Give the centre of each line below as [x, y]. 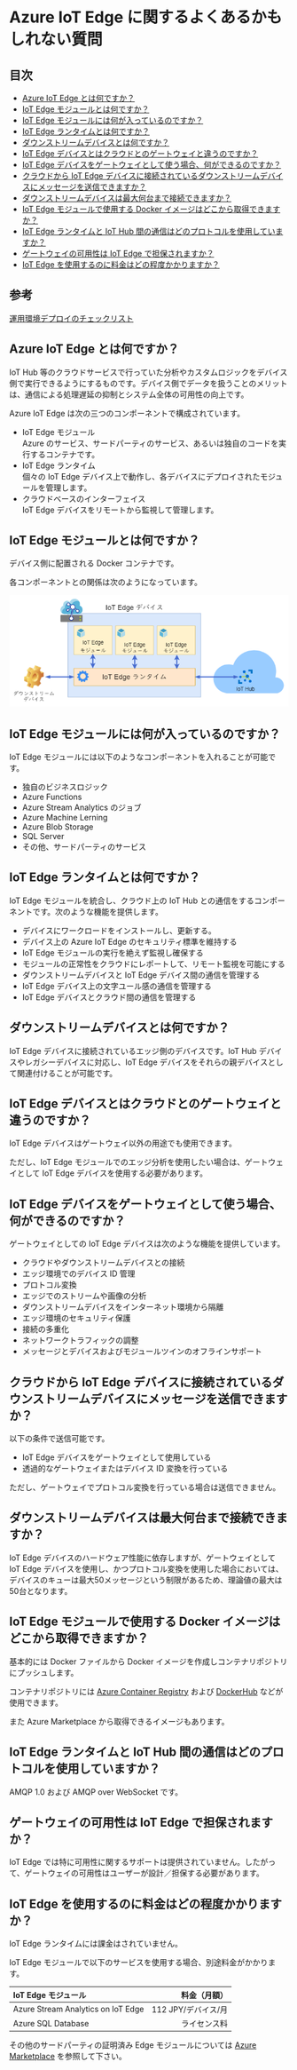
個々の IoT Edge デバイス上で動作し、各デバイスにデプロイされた [141, 476]
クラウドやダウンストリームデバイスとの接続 [103, 1263]
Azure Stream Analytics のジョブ [82, 807]
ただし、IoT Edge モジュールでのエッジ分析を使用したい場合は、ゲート [139, 1162]
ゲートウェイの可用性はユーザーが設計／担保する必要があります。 [144, 1873]
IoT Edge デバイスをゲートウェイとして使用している [117, 1457]
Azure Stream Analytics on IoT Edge [78, 2009]
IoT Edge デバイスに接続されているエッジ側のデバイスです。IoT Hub [133, 1051]
